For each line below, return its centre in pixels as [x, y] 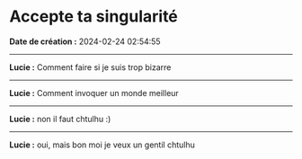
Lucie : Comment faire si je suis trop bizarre [90, 67]
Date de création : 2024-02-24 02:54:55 [85, 41]
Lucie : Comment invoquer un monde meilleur [94, 93]
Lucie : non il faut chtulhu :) [60, 119]
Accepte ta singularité [93, 17]
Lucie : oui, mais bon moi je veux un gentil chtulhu [102, 145]
